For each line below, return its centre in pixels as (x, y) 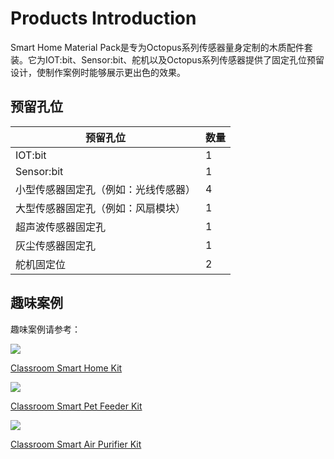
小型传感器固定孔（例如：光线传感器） (106, 189)
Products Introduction (103, 18)
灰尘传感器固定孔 (56, 245)
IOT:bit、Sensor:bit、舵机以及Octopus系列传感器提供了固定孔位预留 (184, 59)
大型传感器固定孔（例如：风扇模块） (101, 208)
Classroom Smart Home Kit (66, 368)
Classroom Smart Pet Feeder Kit (76, 406)
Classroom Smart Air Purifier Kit (76, 444)
